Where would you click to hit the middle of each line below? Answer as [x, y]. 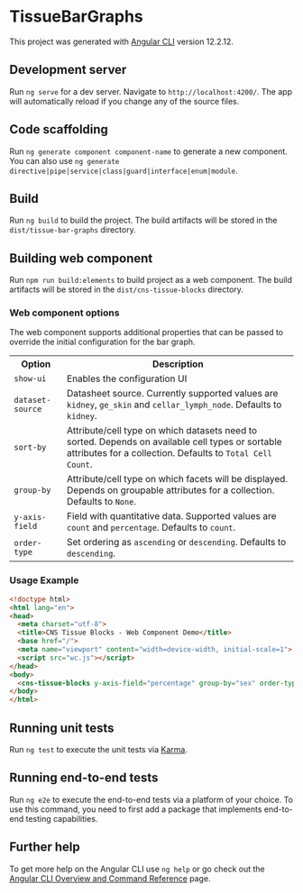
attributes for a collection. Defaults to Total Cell [169, 453]
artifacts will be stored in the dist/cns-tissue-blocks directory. [126, 289]
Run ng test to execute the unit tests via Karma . [98, 749]
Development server [68, 70]
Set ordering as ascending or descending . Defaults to [176, 542]
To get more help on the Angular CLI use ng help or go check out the [137, 869]
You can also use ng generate [64, 160]
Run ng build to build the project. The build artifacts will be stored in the [143, 220]
